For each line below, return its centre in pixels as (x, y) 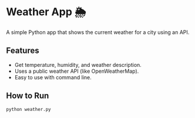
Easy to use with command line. (53, 77)
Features (23, 51)
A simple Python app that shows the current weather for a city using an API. (98, 32)
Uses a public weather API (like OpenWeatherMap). (77, 71)
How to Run (28, 96)
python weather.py (28, 109)
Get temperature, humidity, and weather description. (78, 65)
